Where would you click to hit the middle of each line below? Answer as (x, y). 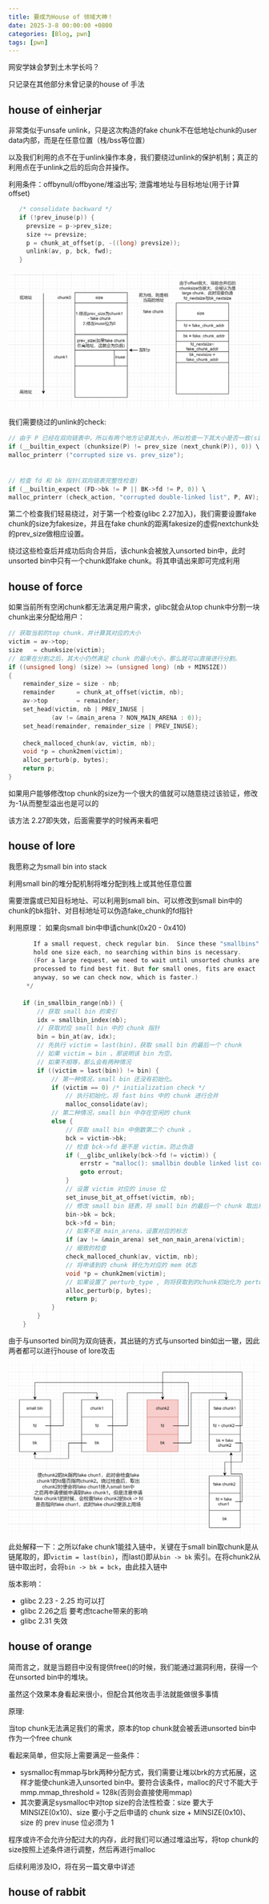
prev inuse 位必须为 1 (79, 1822)
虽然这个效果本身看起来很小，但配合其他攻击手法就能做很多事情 (113, 1694)
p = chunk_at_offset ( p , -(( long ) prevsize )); (103, 243)
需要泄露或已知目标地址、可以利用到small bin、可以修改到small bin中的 (125, 900)
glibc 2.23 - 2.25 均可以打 (62, 1601)
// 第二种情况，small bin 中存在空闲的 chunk (121, 1113)
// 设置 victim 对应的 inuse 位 (116, 1189)
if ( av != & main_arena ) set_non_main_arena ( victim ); (155, 1240)
